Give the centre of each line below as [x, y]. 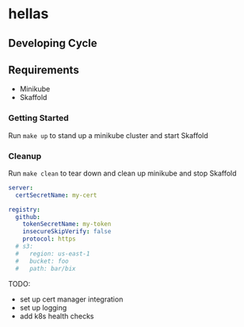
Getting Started [38, 118]
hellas [29, 14]
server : [21, 187]
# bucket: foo [42, 261]
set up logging [43, 307]
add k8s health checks [57, 316]
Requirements [44, 69]
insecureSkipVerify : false [67, 232]
